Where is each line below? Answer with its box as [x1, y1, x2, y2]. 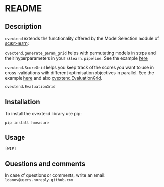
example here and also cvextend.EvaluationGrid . [5, 75, 103, 81]
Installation [5, 98, 40, 106]
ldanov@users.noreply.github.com [5, 178, 73, 183]
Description [5, 22, 42, 31]
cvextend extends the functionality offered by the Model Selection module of [5, 35, 159, 41]
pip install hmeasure [5, 120, 49, 125]
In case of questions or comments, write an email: [5, 172, 106, 178]
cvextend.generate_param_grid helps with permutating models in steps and [5, 50, 156, 56]
